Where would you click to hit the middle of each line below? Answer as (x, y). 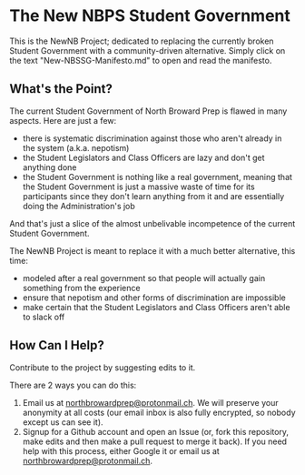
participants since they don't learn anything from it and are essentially (153, 196)
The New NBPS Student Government (150, 16)
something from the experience (81, 288)
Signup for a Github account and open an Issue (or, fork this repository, (155, 431)
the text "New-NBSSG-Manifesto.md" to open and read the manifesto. (141, 60)
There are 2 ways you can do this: (73, 385)
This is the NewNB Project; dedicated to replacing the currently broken (142, 41)
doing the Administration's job (79, 206)
